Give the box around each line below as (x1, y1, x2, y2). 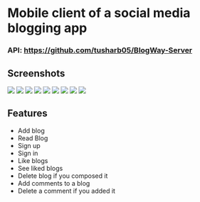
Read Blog (17, 133, 48, 142)
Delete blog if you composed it (17, 172, 108, 180)
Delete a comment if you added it (17, 186, 116, 195)
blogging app (7, 20, 88, 36)
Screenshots (7, 67, 65, 79)
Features (7, 108, 48, 120)
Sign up (17, 141, 41, 150)
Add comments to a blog (17, 179, 90, 187)
